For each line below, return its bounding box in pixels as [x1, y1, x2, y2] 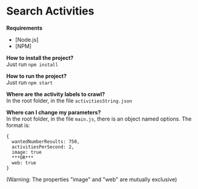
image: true [12, 149, 42, 155]
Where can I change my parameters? [6, 108, 101, 116]
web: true [12, 159, 36, 166]
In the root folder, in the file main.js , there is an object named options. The [6, 115, 192, 122]
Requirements [6, 24, 43, 31]
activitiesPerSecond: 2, [12, 144, 74, 150]
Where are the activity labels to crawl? [6, 90, 105, 98]
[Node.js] [15, 36, 39, 43]
